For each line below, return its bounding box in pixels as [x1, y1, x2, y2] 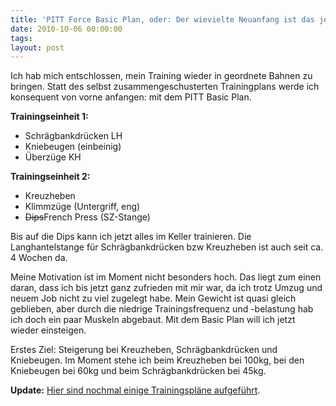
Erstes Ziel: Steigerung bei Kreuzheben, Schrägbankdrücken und [10, 344, 278, 356]
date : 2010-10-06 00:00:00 [10, 24, 123, 34]
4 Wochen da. [10, 252, 68, 264]
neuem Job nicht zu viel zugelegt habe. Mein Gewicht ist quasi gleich [10, 292, 297, 305]
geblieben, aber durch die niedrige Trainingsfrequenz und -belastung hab [10, 303, 314, 315]
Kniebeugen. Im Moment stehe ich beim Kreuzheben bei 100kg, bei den [10, 354, 305, 366]
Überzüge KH [24, 151, 82, 163]
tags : [10, 33, 33, 43]
